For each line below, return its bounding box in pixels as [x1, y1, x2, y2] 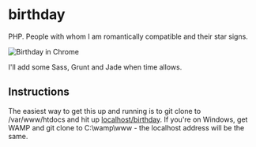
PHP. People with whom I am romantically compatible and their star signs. [8, 32, 249, 41]
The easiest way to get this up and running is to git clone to [8, 106, 201, 115]
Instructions [8, 85, 70, 99]
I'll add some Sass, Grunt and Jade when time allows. [8, 62, 183, 72]
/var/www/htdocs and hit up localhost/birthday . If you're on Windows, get [8, 115, 248, 124]
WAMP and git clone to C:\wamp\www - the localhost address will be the [8, 122, 245, 132]
